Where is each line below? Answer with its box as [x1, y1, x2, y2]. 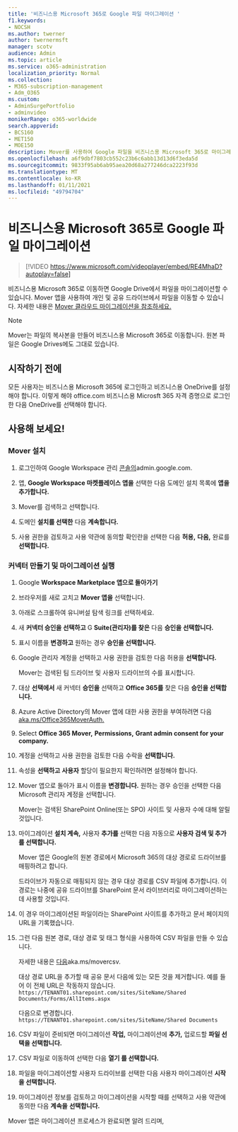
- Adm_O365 [8, 89, 40, 96]
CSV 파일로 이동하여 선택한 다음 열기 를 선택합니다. [18, 1053, 160, 1062]
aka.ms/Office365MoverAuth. [18, 715, 105, 724]
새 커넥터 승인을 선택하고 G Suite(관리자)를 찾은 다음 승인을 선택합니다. [18, 623, 214, 631]
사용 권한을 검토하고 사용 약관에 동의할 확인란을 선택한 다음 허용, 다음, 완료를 [18, 532, 230, 541]
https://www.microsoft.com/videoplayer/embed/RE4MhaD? [49, 263, 223, 271]
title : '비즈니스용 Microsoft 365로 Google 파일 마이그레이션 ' [8, 10, 181, 18]
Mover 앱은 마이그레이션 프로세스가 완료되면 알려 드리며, [8, 1116, 165, 1125]
